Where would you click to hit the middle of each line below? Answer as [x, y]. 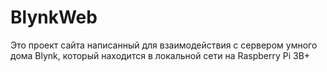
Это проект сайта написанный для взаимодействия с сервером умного [164, 45]
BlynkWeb [54, 17]
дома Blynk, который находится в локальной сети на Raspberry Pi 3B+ [160, 55]
